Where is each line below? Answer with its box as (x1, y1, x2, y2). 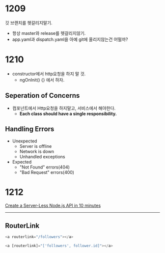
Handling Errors (5, 125, 55, 133)
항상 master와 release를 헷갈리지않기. (12, 30, 86, 36)
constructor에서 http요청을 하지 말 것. (12, 71, 86, 77)
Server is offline (19, 143, 52, 149)
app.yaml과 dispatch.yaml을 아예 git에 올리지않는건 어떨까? (12, 36, 128, 42)
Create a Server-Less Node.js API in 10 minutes (5, 202, 101, 209)
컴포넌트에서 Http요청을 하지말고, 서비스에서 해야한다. (12, 105, 116, 111)
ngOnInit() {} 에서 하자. (19, 77, 65, 83)
